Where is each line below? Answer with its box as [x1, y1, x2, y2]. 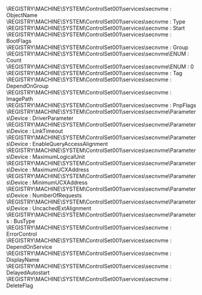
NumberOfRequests [32, 192, 82, 199]
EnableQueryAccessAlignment [32, 141, 108, 147]
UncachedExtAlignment [32, 205, 92, 211]
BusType [13, 217, 35, 225]
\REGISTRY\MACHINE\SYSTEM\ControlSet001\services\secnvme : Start [6, 24, 186, 31]
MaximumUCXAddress [32, 166, 90, 173]
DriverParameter [32, 114, 74, 122]
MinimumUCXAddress [32, 179, 88, 186]
